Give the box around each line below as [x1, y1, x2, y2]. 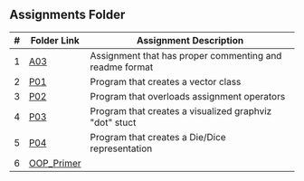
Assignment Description [136, 33, 244, 46]
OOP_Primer [28, 157, 81, 169]
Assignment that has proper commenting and [90, 49, 282, 62]
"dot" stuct [90, 116, 137, 129]
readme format [90, 61, 154, 73]
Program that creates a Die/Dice [90, 130, 226, 143]
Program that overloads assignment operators [90, 90, 286, 102]
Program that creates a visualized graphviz [90, 104, 272, 117]
